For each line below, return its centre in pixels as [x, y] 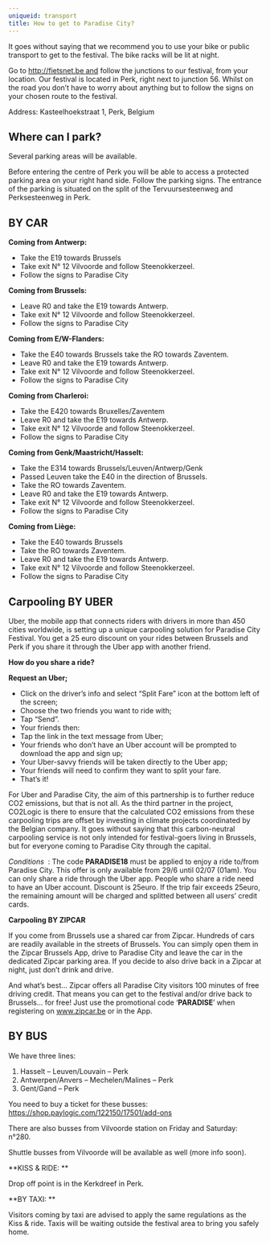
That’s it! [34, 778]
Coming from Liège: [42, 527]
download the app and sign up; [71, 753]
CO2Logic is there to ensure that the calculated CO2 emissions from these [131, 811]
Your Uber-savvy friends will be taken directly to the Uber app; [124, 762]
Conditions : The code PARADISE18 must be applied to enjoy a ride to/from [134, 861]
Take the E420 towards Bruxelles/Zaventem [92, 411]
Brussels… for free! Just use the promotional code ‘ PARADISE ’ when [122, 1002]
